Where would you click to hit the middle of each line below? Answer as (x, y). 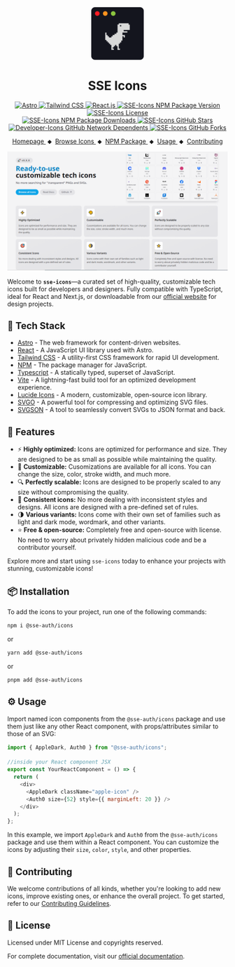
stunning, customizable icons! (50, 568)
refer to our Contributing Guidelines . (59, 903)
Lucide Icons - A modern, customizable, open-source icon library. (112, 395)
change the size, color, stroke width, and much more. (94, 474)
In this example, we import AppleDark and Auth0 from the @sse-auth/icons (113, 835)
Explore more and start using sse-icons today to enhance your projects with (116, 561)
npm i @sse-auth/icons (40, 626)
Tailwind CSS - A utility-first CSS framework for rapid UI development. (118, 358)
